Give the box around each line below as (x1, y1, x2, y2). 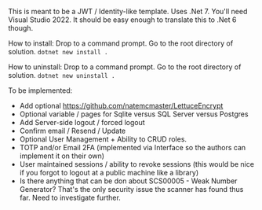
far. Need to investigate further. (19, 193, 122, 202)
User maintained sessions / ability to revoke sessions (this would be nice (19, 160, 255, 168)
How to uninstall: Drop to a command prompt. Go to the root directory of (8, 62, 242, 72)
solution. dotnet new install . (8, 47, 108, 56)
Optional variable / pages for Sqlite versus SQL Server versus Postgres (19, 109, 249, 119)
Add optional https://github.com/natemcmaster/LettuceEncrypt (19, 101, 224, 110)
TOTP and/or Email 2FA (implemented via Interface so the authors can (19, 143, 246, 152)
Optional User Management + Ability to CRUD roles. (19, 134, 187, 144)
